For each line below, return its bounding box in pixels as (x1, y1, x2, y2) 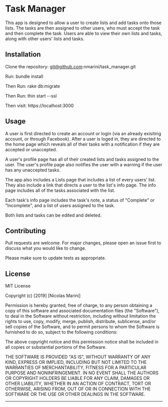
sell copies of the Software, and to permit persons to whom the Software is (5, 324, 160, 330)
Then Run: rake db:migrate (5, 83, 60, 89)
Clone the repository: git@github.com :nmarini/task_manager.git (5, 63, 136, 69)
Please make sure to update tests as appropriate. (5, 255, 106, 261)
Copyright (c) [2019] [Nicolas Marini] (5, 292, 81, 299)
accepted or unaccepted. (5, 146, 57, 152)
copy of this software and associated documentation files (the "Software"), (5, 308, 160, 314)
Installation (5, 50, 41, 59)
